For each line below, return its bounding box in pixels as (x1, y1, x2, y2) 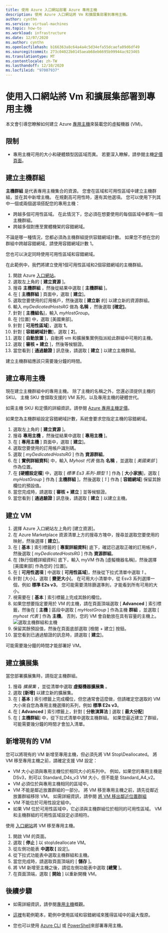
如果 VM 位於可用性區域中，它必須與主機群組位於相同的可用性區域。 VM (12, 805, 162, 811)
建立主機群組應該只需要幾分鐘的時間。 (5, 358, 84, 364)
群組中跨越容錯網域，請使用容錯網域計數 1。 (5, 240, 96, 246)
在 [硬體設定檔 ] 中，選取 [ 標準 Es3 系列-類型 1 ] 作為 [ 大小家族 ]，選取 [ (12, 470, 160, 476)
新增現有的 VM (5, 737, 51, 746)
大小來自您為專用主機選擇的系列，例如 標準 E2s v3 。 (12, 702, 122, 708)
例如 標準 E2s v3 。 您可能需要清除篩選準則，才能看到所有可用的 (21, 582, 154, 588)
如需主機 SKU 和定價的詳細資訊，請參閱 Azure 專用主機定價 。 (5, 405, 133, 411)
